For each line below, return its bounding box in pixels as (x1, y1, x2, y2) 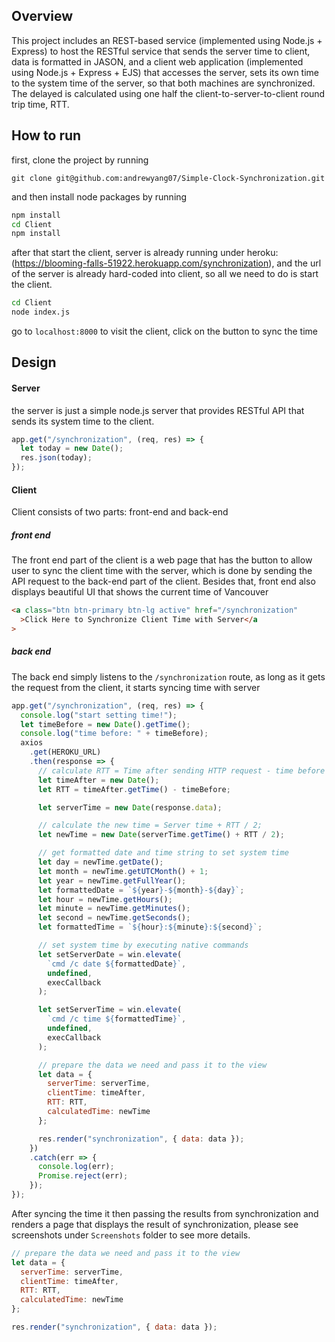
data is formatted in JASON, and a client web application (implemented (11, 55, 304, 68)
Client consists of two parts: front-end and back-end (11, 506, 229, 518)
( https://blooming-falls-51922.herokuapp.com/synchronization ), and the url (11, 257, 322, 269)
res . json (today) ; (20, 453, 93, 463)
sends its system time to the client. (11, 415, 155, 427)
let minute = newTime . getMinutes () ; (37, 904, 191, 914)
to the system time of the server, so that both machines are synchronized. (11, 77, 316, 89)
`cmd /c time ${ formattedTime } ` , (47, 1014, 187, 1024)
